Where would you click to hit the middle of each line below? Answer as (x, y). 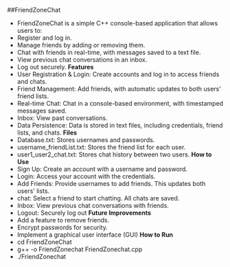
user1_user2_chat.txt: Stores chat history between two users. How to (114, 154)
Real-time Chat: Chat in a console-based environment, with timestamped (120, 103)
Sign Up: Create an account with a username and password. (102, 169)
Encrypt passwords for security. (62, 227)
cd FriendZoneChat (44, 242)
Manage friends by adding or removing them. (81, 45)
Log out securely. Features (55, 67)
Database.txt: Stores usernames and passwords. (86, 140)
